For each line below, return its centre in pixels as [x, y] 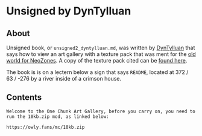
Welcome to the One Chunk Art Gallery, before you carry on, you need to [101, 111]
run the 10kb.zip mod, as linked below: [58, 116]
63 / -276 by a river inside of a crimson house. [64, 79]
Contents [24, 97]
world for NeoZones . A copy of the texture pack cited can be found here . [97, 60]
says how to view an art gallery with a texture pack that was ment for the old [101, 54]
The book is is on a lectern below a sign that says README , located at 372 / [97, 72]
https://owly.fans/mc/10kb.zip [46, 127]
